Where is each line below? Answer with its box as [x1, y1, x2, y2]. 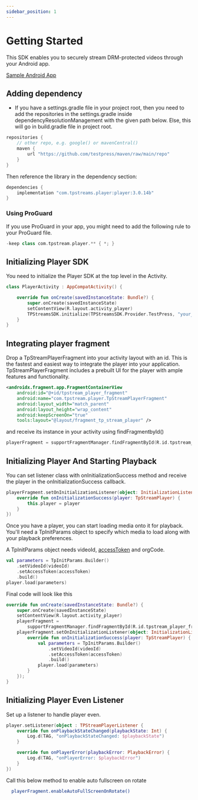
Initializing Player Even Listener [6, 695, 124, 705]
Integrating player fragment [6, 338, 110, 349]
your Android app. [6, 60, 50, 67]
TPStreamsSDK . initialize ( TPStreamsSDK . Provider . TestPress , [27, 311, 176, 317]
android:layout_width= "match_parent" [16, 401, 110, 407]
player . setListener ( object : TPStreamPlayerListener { [6, 722, 144, 728]
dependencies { [6, 184, 44, 190]
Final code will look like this [6, 590, 72, 598]
